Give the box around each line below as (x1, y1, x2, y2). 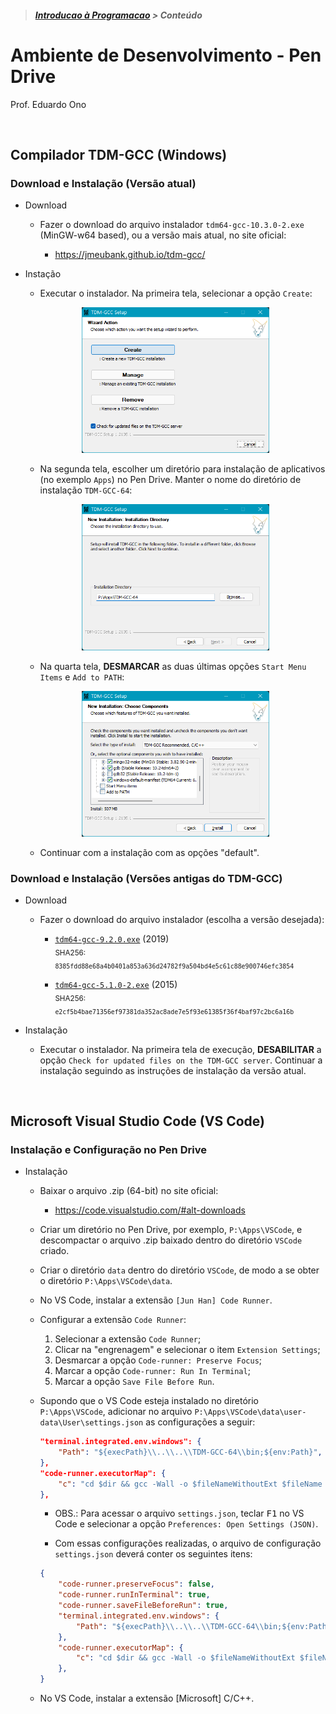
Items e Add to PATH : (39, 671, 125, 683)
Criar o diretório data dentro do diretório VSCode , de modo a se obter (39, 1264, 320, 1276)
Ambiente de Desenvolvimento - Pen (10, 44, 322, 66)
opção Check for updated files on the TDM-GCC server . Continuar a (39, 1054, 323, 1066)
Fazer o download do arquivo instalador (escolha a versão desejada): (39, 914, 325, 926)
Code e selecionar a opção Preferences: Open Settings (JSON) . (54, 1518, 319, 1530)
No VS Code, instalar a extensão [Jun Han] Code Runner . (39, 1294, 273, 1306)
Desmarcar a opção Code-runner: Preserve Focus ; (54, 1354, 263, 1366)
